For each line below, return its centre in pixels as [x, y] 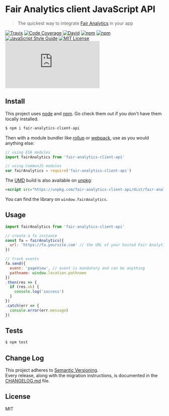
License [18, 397]
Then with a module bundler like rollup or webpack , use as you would [77, 137]
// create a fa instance [31, 236]
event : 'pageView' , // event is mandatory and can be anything [77, 268]
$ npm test [17, 342]
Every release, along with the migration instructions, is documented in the [81, 376]
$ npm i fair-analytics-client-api [43, 128]
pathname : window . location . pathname [48, 273]
